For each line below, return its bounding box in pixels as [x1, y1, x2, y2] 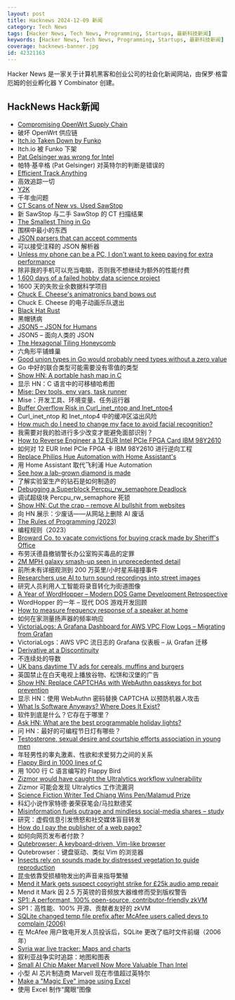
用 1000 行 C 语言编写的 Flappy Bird [17, 766, 121, 775]
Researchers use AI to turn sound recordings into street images [17, 573, 201, 581]
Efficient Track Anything [17, 169, 88, 177]
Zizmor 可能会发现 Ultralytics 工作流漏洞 [17, 782, 135, 791]
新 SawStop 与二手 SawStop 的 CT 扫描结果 [17, 209, 144, 218]
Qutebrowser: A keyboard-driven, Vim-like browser [17, 839, 166, 848]
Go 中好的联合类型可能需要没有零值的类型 [17, 363, 139, 371]
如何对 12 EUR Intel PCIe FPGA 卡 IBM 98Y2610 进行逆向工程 [17, 444, 193, 453]
